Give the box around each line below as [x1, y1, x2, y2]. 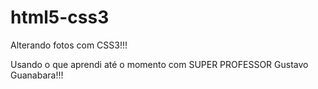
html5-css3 [10, 6, 110, 29]
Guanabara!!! [10, 69, 64, 81]
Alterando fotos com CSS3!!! [10, 39, 128, 51]
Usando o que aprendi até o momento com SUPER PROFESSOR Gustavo [10, 58, 309, 70]
